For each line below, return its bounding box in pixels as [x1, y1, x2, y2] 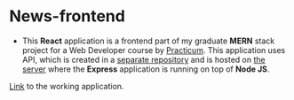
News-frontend [9, 6, 126, 27]
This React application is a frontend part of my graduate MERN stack [21, 35, 275, 46]
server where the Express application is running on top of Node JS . [21, 64, 270, 74]
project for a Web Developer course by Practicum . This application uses [21, 44, 286, 55]
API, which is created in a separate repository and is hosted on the [21, 54, 266, 65]
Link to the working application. [9, 81, 124, 91]
